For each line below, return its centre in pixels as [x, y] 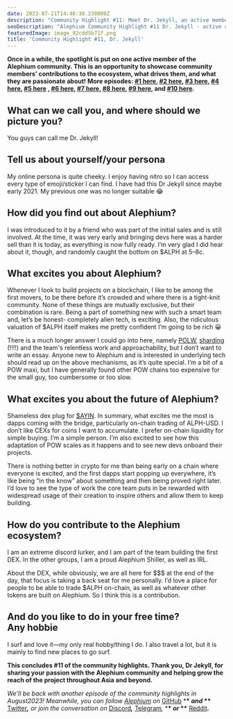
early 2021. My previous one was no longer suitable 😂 [85, 191]
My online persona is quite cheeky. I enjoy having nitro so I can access [108, 176]
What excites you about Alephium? [84, 274]
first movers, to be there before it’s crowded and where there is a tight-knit [114, 297]
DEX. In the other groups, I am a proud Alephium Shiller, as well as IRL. [108, 560]
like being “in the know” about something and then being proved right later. [114, 481]
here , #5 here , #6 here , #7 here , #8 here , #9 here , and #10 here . [101, 89]
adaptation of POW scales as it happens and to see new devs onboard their [115, 445]
